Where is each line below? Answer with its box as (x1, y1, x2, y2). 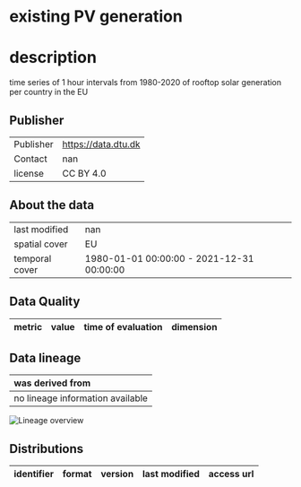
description (9, 48, 97, 68)
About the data (9, 197, 95, 213)
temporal (13, 252, 52, 265)
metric (13, 320, 43, 333)
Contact (13, 152, 47, 165)
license (13, 167, 45, 179)
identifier (13, 468, 54, 481)
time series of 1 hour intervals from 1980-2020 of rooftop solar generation (9, 77, 282, 88)
